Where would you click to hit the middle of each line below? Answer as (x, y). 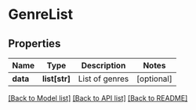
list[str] (56, 79)
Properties (34, 44)
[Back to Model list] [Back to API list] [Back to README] (98, 98)
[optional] (154, 79)
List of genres (103, 79)
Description (103, 66)
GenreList (40, 15)
